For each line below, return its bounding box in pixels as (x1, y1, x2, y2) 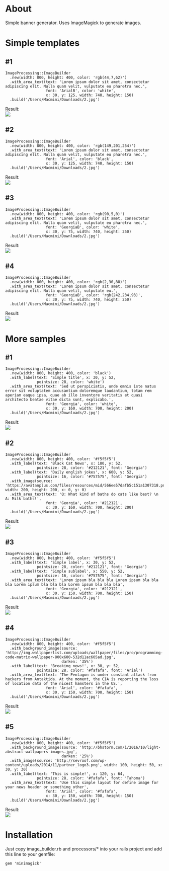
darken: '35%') (61, 659, 94, 664)
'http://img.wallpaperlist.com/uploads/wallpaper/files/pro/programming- (5, 650, 163, 655)
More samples (5, 333, 66, 345)
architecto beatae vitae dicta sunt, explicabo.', (5, 397, 114, 403)
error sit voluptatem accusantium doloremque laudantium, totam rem (5, 388, 152, 393)
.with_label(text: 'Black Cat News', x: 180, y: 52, (10, 461, 123, 466)
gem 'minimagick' (5, 861, 42, 866)
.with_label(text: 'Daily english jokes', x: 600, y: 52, (10, 470, 134, 475)
